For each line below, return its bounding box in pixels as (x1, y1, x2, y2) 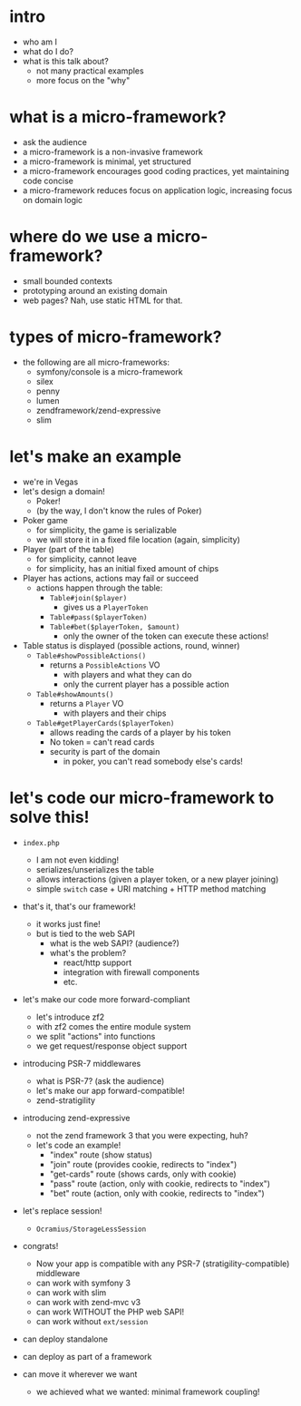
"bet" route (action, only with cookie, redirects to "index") (49, 1187, 265, 1198)
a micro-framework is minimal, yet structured (22, 156, 192, 167)
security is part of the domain (49, 746, 160, 757)
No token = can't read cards (49, 737, 155, 747)
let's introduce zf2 (35, 1011, 105, 1022)
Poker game (22, 514, 68, 525)
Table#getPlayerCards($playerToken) (35, 718, 175, 727)
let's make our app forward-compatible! (35, 1085, 185, 1096)
